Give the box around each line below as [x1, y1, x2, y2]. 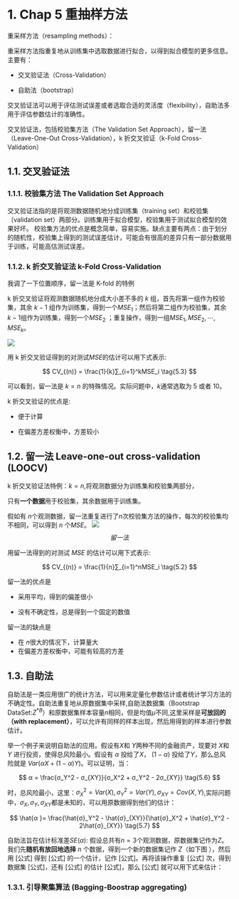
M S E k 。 [7, 323, 31, 333]
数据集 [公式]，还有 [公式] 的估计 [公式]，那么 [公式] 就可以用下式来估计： [7, 863, 223, 871]
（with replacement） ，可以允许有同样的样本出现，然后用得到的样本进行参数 [7, 717, 232, 725]
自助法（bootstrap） [17, 85, 78, 94]
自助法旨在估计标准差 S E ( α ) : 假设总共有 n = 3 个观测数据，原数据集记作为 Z [7, 836, 222, 844]
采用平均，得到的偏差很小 [17, 593, 93, 601]
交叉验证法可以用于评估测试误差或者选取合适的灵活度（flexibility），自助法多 [7, 100, 230, 109]
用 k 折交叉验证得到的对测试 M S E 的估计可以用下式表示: [7, 353, 167, 362]
